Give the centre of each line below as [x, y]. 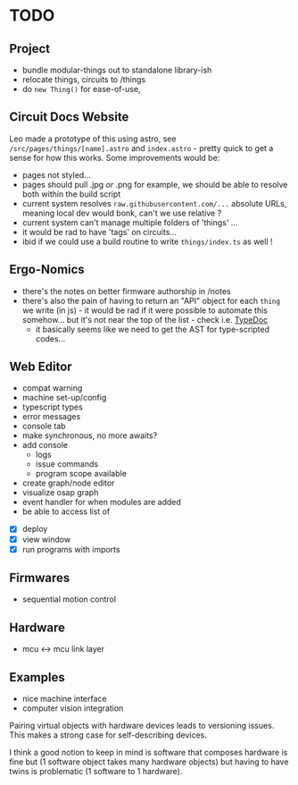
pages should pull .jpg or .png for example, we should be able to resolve [155, 184]
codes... [50, 338]
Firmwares [40, 578]
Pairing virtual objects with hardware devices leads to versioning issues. [142, 726]
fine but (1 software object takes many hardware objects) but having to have [149, 762]
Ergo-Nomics [47, 270]
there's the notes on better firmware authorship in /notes [126, 291]
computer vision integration [73, 708]
